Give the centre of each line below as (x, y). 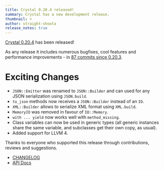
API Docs (22, 163)
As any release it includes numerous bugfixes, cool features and (71, 52)
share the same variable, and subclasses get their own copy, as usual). (84, 128)
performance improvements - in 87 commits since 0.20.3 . (64, 57)
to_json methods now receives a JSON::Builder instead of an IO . (78, 102)
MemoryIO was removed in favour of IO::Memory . (60, 112)
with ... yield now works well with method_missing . (66, 117)
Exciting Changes (42, 77)
